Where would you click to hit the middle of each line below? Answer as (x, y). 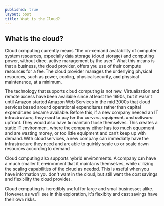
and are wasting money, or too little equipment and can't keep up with (75, 133)
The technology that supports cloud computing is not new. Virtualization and (82, 91)
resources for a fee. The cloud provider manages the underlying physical (79, 71)
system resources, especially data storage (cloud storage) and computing (80, 56)
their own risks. (21, 199)
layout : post (18, 14)
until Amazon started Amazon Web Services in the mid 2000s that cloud (78, 102)
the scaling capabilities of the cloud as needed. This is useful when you (77, 169)
